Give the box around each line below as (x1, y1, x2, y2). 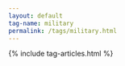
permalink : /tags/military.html (8, 27, 117, 35)
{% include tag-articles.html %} (8, 49, 114, 59)
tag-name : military (8, 19, 74, 27)
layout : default (8, 11, 63, 20)
